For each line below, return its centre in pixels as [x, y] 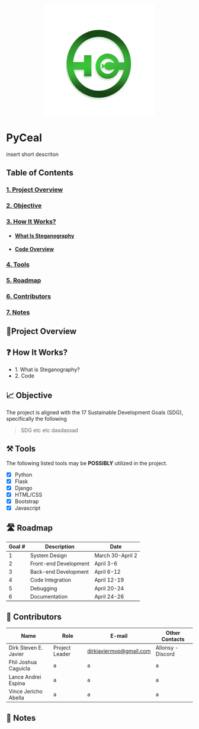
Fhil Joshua [23, 662]
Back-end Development [60, 572]
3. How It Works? [31, 222]
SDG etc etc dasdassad [49, 430]
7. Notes [18, 312]
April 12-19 [109, 580]
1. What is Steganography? [47, 370]
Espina [17, 683]
